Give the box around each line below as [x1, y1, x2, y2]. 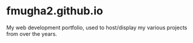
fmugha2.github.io [6, 4, 103, 18]
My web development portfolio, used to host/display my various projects [6, 24, 188, 31]
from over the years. [6, 30, 58, 37]
